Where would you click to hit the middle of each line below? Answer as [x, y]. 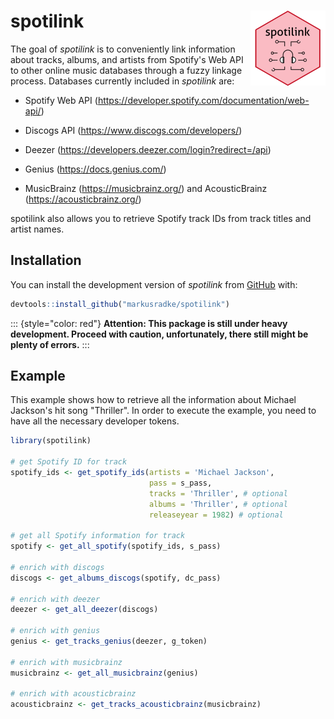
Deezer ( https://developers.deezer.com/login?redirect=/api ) [148, 149]
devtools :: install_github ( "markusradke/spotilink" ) [120, 304]
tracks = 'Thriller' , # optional [218, 493]
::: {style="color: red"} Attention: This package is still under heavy [149, 323]
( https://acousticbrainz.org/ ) [83, 199]
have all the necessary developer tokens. [95, 421]
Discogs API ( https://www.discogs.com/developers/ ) [133, 130]
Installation [46, 260]
